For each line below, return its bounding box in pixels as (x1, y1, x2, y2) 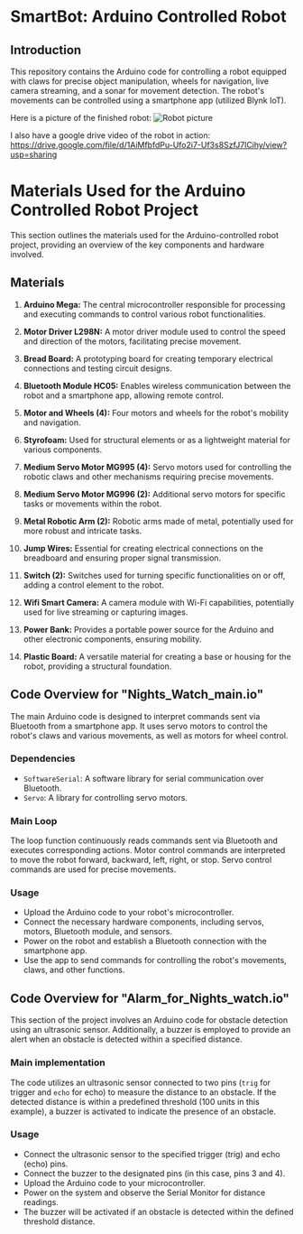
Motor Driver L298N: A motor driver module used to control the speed (23, 326, 286, 337)
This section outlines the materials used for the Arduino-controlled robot (10, 229, 279, 240)
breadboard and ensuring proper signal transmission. (23, 552, 222, 563)
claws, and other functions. (23, 964, 125, 976)
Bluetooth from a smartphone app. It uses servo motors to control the (10, 720, 269, 731)
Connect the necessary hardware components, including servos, (23, 916, 265, 927)
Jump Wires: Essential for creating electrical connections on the (23, 543, 264, 553)
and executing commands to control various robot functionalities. (23, 309, 266, 320)
